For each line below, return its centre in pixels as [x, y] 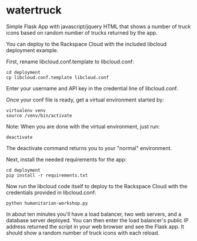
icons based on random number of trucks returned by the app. [82, 32]
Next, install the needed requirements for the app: [66, 159]
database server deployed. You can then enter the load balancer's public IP [97, 220]
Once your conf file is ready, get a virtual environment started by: [85, 100]
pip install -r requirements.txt [47, 175]
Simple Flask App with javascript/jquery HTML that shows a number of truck [98, 26]
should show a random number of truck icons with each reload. [83, 233]
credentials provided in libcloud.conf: [51, 192]
